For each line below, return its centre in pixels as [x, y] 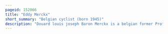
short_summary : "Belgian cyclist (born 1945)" [54, 19]
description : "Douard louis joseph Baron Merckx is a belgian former [79, 24]
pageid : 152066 [21, 10]
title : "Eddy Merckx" [28, 14]
